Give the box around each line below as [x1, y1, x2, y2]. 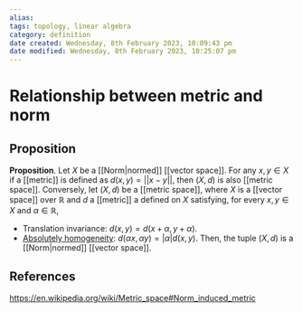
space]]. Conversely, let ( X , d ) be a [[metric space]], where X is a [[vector [9, 184, 283, 195]
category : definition [9, 30, 91, 39]
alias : [9, 13, 34, 23]
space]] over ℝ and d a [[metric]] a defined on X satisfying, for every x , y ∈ [9, 194, 289, 205]
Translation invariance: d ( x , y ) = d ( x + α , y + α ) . [22, 223, 198, 234]
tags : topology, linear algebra [9, 22, 131, 31]
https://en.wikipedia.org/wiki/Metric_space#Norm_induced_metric [9, 292, 256, 303]
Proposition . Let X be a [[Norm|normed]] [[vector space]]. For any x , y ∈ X [9, 165, 289, 176]
